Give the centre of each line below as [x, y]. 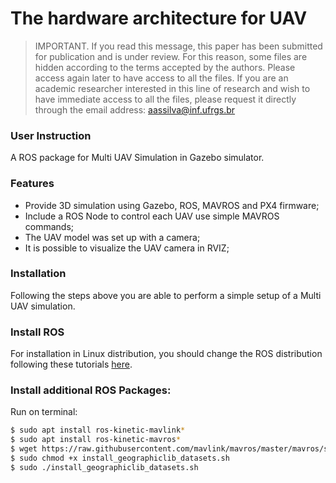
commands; [49, 226]
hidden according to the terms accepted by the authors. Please [165, 67]
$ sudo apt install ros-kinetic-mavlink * [98, 430]
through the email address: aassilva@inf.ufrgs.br [135, 109]
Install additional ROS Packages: [91, 390]
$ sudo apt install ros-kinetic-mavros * [96, 440]
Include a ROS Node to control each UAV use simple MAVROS [152, 216]
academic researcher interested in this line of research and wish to [172, 88]
